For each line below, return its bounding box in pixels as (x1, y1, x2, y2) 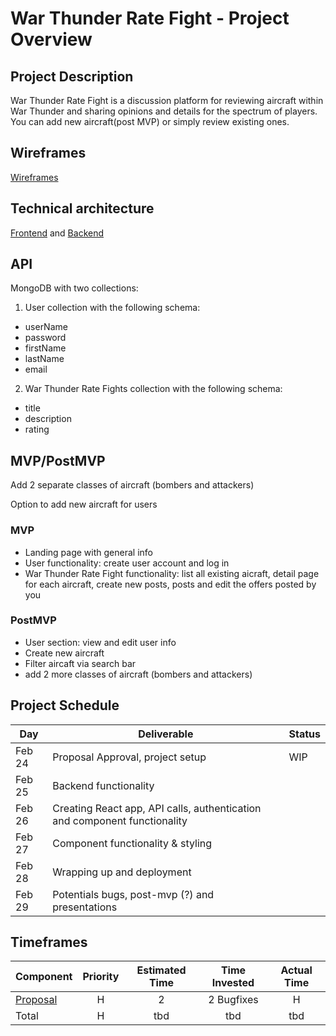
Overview (10, 28, 93, 51)
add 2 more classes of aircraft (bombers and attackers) (24, 668, 253, 680)
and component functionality (52, 813, 188, 827)
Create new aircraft (24, 647, 105, 659)
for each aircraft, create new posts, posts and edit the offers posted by (24, 578, 317, 590)
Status (288, 727, 321, 741)
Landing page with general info (24, 546, 153, 558)
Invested (211, 976, 255, 990)
